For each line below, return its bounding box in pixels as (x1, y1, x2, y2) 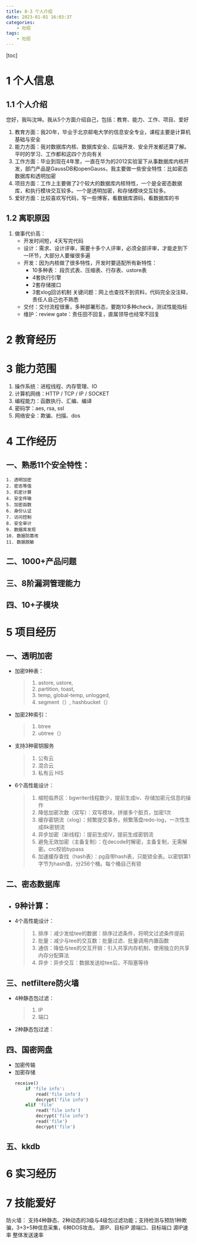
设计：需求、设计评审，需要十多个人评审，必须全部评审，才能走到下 (23, 244, 188, 251)
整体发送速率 (12, 1232, 44, 1239)
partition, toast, (38, 685, 75, 692)
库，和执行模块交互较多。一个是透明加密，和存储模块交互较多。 (14, 187, 169, 194)
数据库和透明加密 (14, 172, 56, 179)
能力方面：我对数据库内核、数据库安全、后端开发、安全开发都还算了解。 (14, 143, 189, 150)
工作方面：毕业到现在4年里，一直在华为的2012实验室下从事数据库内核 (14, 158, 184, 165)
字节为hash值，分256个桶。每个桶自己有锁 (38, 860, 142, 868)
